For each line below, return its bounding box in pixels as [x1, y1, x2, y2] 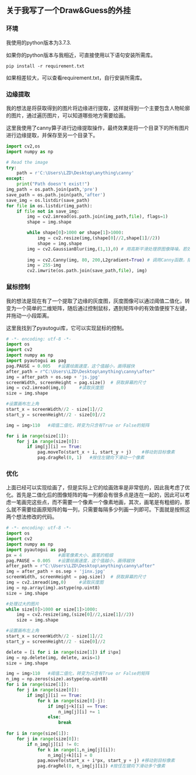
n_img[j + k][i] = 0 [47, 752, 93, 758]
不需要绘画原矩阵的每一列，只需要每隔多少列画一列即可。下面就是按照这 [16, 506, 190, 513]
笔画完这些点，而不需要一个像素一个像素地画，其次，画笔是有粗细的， [16, 499, 185, 506]
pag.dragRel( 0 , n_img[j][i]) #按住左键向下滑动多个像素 [37, 763, 166, 769]
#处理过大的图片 [6, 601, 40, 607]
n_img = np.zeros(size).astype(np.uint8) [6, 676, 108, 682]
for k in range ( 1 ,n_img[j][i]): [37, 747, 116, 753]
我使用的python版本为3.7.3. [6, 39, 72, 46]
